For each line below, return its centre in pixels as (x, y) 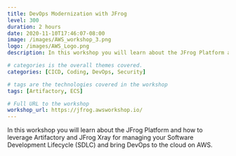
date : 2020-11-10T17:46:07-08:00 (56, 33)
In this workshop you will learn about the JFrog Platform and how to (105, 130)
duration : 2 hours (34, 27)
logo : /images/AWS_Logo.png (48, 46)
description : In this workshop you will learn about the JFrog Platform (116, 53)
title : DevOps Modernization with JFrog (67, 14)
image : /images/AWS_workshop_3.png (59, 40)
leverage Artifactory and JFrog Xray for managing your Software (100, 138)
